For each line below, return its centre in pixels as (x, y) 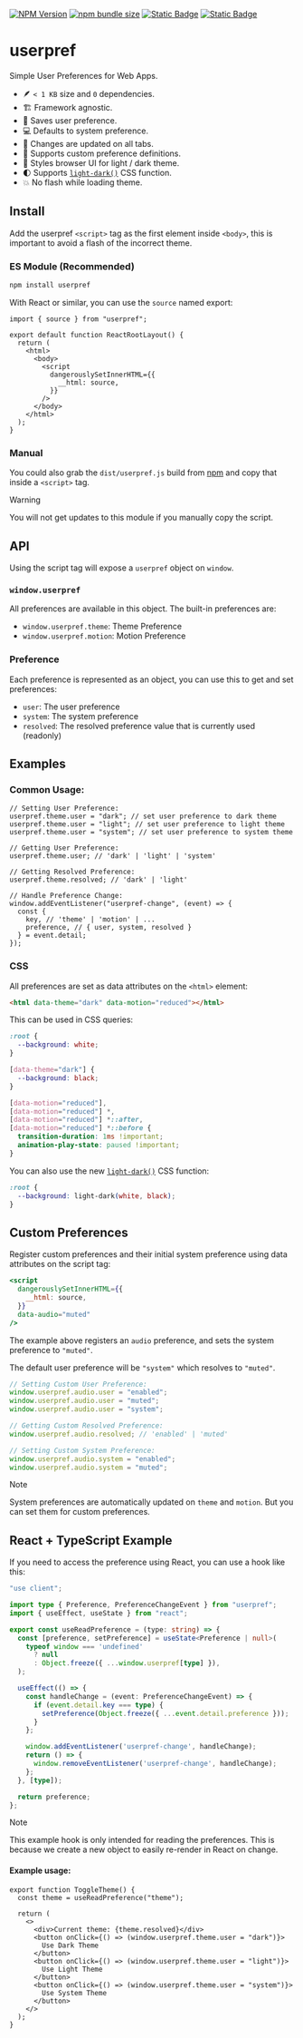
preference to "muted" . (51, 1350)
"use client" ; (36, 1589)
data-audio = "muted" (54, 1314)
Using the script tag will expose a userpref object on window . (122, 568)
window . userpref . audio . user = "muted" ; (85, 1401)
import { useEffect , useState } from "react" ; (99, 1613)
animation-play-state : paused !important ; (99, 1146)
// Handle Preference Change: (66, 896)
